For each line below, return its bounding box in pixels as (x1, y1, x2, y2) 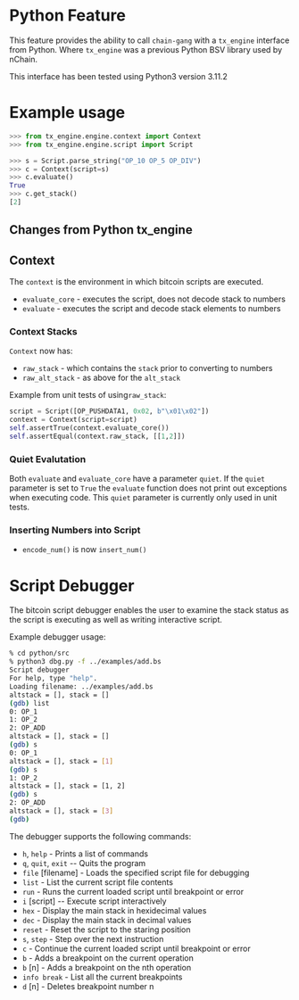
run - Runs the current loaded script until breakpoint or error (21, 886, 244, 897)
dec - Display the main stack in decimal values (21, 914, 192, 925)
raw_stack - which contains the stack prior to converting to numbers (21, 363, 273, 374)
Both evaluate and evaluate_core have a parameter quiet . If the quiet (9, 474, 266, 484)
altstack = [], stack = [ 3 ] (9, 806, 114, 816)
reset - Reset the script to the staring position (21, 924, 191, 935)
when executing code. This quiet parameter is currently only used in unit (9, 492, 278, 503)
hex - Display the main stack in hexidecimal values (21, 905, 207, 915)
